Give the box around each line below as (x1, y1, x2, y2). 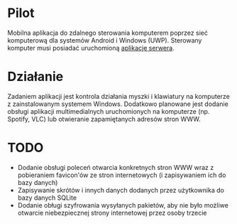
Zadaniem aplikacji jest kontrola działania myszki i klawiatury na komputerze (7, 92, 231, 100)
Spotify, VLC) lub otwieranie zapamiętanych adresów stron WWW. (7, 114, 201, 123)
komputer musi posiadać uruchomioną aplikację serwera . (7, 43, 175, 52)
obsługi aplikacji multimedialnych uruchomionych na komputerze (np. (7, 107, 210, 115)
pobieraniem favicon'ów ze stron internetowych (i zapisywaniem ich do (17, 171, 226, 179)
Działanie (7, 69, 64, 85)
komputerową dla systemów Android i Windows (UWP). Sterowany (7, 36, 202, 44)
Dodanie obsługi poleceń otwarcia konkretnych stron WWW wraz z (17, 163, 214, 171)
